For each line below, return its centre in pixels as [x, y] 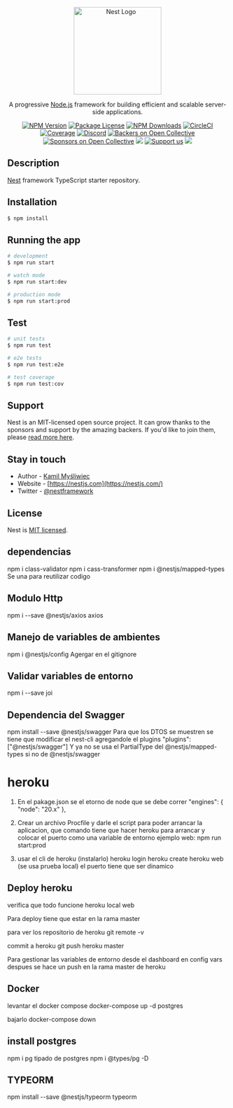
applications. [125, 112]
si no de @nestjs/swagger [62, 754]
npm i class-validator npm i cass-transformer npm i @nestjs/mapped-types [116, 569]
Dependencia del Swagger [66, 715]
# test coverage [31, 377]
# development [28, 256]
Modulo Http [35, 598]
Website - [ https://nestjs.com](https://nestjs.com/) [90, 484]
